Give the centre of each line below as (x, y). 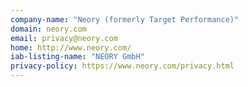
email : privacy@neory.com (64, 38)
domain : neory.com (48, 29)
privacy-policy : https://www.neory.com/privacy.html (122, 66)
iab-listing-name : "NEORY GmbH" (77, 57)
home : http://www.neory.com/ (71, 47)
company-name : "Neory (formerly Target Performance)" (125, 19)
